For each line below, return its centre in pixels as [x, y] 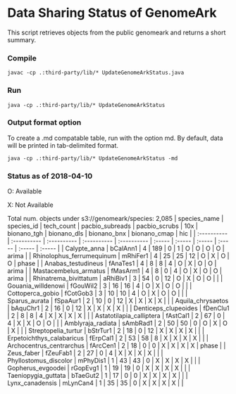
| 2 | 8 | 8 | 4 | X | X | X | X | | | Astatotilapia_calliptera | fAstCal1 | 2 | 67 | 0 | [116, 316]
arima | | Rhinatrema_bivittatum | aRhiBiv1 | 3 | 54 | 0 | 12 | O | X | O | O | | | [115, 279]
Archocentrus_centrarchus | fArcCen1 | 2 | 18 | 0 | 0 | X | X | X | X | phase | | [117, 345]
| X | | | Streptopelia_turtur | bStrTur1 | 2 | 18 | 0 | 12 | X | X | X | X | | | [106, 331]
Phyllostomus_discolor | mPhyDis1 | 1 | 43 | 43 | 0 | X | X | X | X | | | [104, 361]
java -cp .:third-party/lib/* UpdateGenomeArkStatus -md [93, 158]
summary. [22, 39]
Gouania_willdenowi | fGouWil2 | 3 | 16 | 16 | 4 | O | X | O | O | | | [100, 286]
